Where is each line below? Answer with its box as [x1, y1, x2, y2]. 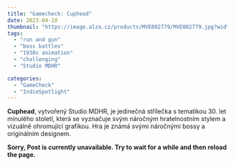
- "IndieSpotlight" [13, 88, 71, 95]
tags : [7, 29, 23, 37]
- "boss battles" [13, 43, 64, 50]
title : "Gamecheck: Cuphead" [7, 10, 92, 18]
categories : [7, 75, 42, 82]
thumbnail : [7, 23, 39, 30]
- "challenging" [13, 56, 61, 63]
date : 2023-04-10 [7, 17, 58, 24]
